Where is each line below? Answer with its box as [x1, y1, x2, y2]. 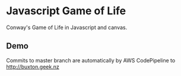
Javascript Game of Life [6, 4, 126, 18]
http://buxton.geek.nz [6, 63, 59, 70]
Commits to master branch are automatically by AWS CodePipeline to [6, 56, 176, 64]
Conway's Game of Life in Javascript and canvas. [6, 24, 128, 31]
